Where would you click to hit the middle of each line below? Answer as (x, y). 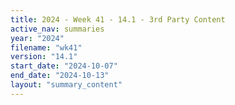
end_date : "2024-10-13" (60, 76)
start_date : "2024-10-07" (64, 66)
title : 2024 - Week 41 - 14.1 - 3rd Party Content (118, 19)
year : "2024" (37, 38)
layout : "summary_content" (66, 85)
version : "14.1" (44, 57)
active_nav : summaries (57, 29)
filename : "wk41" (46, 47)
